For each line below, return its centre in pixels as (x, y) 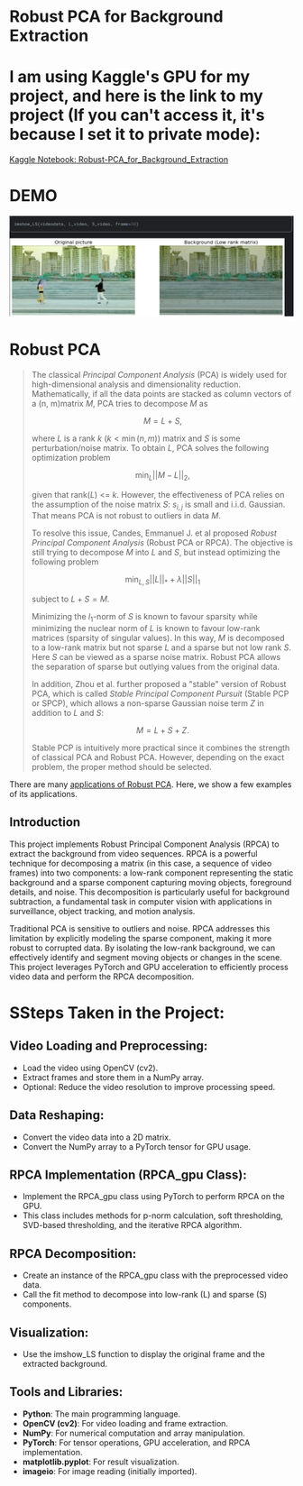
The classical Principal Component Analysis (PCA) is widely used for (159, 374)
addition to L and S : (68, 712)
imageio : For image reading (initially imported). (110, 1471)
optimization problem (71, 457)
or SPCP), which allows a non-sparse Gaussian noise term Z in (147, 703)
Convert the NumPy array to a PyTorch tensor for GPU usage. (136, 1146)
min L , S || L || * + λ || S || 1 (163, 581)
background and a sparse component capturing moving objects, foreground (151, 882)
